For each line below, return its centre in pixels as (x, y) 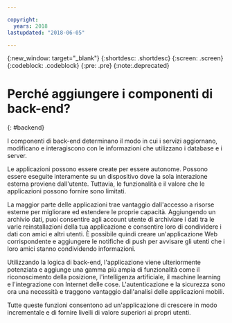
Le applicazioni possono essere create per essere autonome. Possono (107, 169)
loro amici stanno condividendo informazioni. (72, 249)
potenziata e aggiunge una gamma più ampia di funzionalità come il (104, 270)
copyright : (23, 19)
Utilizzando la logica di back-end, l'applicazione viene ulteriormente (104, 262)
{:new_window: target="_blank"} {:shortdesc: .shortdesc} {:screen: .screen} (115, 58)
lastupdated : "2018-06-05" (46, 33)
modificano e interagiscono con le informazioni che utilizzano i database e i (115, 148)
